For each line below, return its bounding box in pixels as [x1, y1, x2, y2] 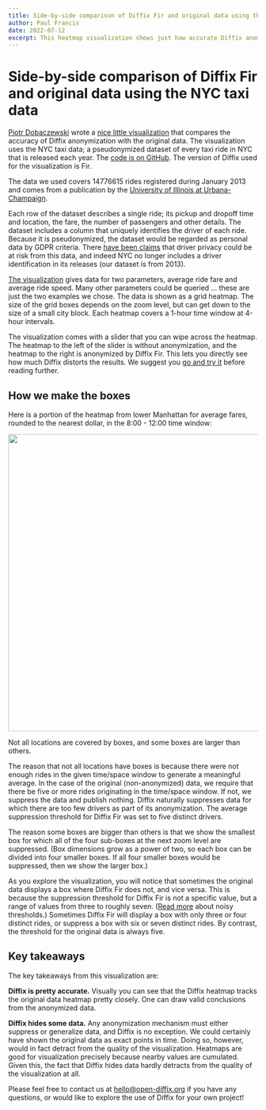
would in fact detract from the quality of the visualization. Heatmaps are [8, 1043, 243, 1053]
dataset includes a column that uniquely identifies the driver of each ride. [8, 226, 247, 235]
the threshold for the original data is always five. [8, 927, 165, 936]
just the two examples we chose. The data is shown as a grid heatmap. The [8, 292, 254, 301]
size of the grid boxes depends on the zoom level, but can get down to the [8, 300, 251, 310]
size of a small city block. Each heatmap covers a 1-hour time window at [8, 308, 244, 318]
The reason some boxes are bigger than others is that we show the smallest [8, 827, 256, 837]
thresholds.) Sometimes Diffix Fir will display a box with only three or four [8, 910, 247, 919]
